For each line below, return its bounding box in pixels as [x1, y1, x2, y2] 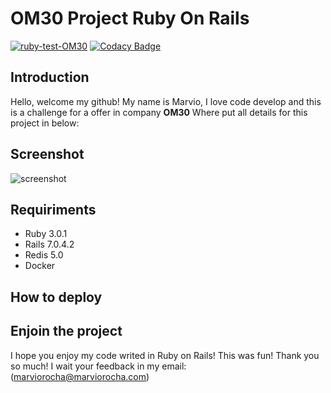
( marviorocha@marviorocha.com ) [10, 370, 150, 382]
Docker [24, 260, 56, 272]
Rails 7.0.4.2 [24, 238, 75, 251]
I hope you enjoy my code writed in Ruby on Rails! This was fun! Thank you [10, 349, 320, 361]
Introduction [10, 69, 90, 86]
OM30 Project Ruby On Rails [10, 7, 250, 30]
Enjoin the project [10, 323, 123, 340]
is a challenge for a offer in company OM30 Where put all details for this [10, 106, 308, 118]
